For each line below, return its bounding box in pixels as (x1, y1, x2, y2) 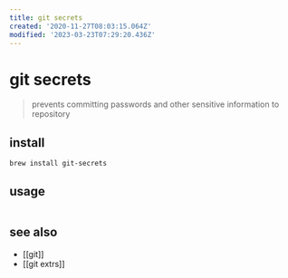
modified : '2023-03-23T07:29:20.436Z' (9, 30, 156, 39)
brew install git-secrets (9, 159, 107, 168)
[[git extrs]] (22, 258, 65, 269)
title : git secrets (9, 13, 83, 23)
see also (9, 225, 58, 240)
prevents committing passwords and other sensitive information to (31, 99, 280, 110)
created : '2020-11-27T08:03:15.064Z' (9, 22, 152, 31)
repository (31, 109, 71, 120)
